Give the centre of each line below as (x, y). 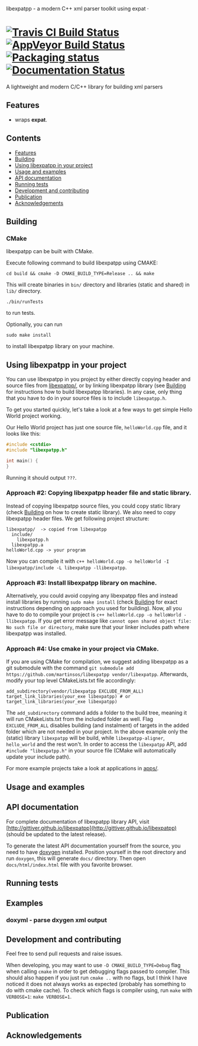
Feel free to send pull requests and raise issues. (64, 953)
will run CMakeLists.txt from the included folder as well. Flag (80, 719)
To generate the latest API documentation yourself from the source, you (94, 846)
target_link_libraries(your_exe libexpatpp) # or (69, 697)
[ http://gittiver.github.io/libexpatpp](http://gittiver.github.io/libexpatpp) (92, 828)
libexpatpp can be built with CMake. (50, 251)
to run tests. (21, 313)
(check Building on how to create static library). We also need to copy (91, 512)
